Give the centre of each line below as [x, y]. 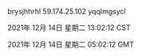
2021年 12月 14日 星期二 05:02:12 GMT [71, 44]
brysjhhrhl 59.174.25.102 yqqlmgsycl [67, 11]
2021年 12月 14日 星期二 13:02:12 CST [69, 28]
